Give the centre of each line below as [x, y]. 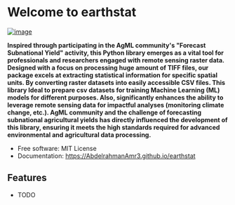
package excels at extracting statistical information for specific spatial [113, 75]
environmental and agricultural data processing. [79, 135]
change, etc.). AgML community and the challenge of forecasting [105, 112]
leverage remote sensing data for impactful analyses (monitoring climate [116, 105]
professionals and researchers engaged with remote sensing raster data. [116, 60]
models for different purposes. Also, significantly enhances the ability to [115, 97]
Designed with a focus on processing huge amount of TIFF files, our [108, 67]
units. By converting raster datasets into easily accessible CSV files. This [116, 82]
